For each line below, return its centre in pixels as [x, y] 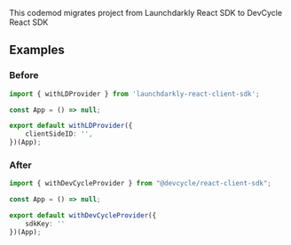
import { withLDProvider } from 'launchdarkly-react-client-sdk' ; [134, 94]
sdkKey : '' [45, 224]
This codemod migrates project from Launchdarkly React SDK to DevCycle [145, 13]
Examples [37, 50]
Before [24, 75]
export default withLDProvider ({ [71, 126]
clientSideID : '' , [59, 134]
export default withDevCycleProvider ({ [83, 216]
